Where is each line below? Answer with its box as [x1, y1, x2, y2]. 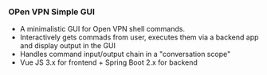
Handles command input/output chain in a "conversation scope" [19, 50, 231, 59]
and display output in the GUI [19, 41, 116, 51]
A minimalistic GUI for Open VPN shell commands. [19, 24, 186, 34]
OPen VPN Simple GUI [8, 6, 96, 17]
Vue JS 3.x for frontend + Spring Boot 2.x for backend [19, 58, 198, 67]
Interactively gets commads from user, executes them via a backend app [19, 32, 259, 42]
